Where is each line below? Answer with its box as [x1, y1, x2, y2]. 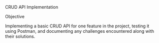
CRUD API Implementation [5, 4, 58, 10]
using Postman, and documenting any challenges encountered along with [5, 28, 154, 34]
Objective [5, 14, 25, 19]
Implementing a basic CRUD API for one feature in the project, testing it [5, 23, 150, 29]
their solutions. [5, 34, 35, 39]
